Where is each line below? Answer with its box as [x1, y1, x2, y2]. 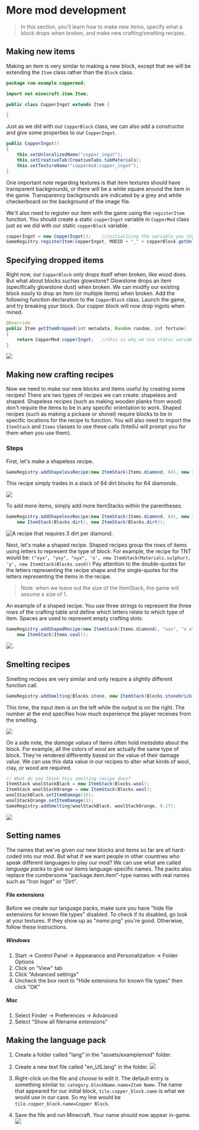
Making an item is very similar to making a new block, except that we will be [6, 62, 191, 69]
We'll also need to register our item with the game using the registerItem [6, 209, 185, 216]
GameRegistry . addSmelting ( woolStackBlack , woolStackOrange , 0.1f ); [6, 803, 176, 809]
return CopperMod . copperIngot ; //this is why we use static [17, 336, 174, 342]
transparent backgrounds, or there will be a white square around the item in [6, 185, 191, 192]
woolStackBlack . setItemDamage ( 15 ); [6, 792, 94, 798]
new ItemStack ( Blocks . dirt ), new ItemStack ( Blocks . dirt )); [17, 519, 166, 525]
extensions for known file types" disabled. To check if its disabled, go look [6, 910, 188, 918]
